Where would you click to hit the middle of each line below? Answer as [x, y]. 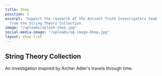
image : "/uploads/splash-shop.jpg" [41, 28]
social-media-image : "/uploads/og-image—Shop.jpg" [57, 32]
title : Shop [17, 9]
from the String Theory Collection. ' [51, 23]
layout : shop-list [24, 37]
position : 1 [17, 14]
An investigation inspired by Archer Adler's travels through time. [69, 68]
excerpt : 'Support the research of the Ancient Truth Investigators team [81, 19]
